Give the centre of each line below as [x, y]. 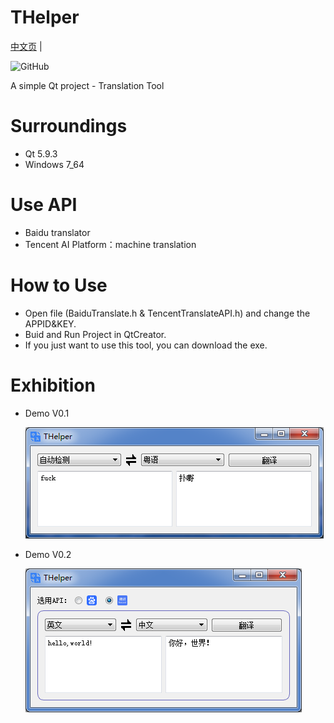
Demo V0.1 [47, 413]
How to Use [59, 285]
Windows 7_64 [54, 164]
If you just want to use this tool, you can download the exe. [146, 345]
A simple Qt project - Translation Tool [87, 85]
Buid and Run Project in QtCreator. [95, 334]
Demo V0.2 [48, 554]
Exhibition [53, 385]
